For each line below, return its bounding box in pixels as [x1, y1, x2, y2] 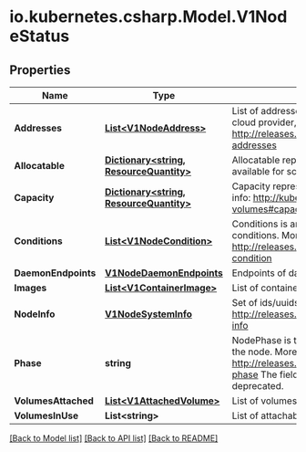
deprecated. [231, 380, 284, 392]
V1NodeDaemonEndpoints [104, 267, 223, 279]
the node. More [231, 345, 298, 358]
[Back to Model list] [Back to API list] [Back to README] [9, 433, 219, 444]
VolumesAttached [14, 394, 94, 407]
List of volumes [231, 394, 298, 407]
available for [231, 165, 285, 177]
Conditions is [231, 217, 289, 230]
